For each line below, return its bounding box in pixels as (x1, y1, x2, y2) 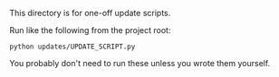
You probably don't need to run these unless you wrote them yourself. (9, 58, 271, 68)
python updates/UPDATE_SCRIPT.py (9, 42, 136, 51)
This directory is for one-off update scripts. (9, 8, 171, 18)
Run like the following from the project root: (9, 25, 171, 35)
